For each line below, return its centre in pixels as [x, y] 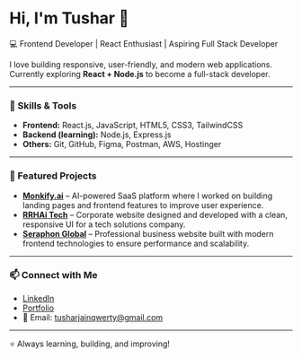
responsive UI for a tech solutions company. [104, 224]
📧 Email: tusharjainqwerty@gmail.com [93, 317]
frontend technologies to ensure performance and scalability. [136, 243]
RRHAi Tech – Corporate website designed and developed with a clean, [155, 214]
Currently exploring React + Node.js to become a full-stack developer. [140, 74]
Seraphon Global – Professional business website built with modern [148, 233]
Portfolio [38, 308]
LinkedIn [38, 298]
